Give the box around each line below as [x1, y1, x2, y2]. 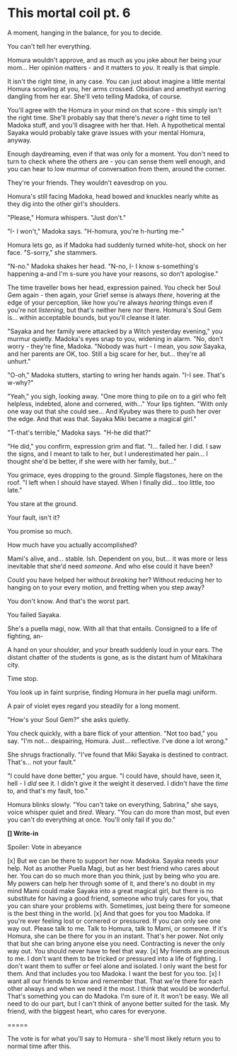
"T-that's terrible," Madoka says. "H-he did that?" [7, 428, 151, 437]
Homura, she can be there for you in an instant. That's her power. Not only [7, 931, 224, 940]
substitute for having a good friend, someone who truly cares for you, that [7, 894, 223, 902]
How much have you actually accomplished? [7, 540, 138, 549]
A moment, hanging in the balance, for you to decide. [7, 28, 163, 37]
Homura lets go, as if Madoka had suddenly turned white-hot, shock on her [7, 241, 227, 249]
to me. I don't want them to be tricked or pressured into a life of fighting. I [7, 954, 221, 963]
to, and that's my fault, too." [7, 786, 88, 795]
